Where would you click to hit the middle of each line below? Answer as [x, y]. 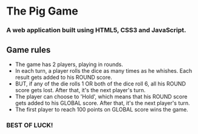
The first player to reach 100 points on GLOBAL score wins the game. [101, 109]
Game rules [29, 50]
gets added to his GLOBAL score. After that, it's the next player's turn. [102, 103]
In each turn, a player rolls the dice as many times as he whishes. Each [104, 70]
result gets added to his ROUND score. [63, 77]
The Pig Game [42, 11]
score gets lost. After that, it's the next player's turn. [80, 90]
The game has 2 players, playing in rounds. [69, 64]
